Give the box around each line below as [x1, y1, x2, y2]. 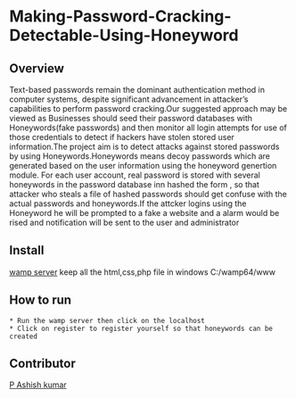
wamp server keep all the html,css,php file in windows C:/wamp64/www [9, 266, 276, 278]
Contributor [9, 356, 76, 371]
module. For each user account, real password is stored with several [9, 170, 260, 180]
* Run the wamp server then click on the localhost [9, 316, 205, 325]
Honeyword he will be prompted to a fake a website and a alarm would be [9, 208, 280, 218]
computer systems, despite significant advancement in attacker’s [9, 94, 249, 104]
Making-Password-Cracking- [9, 6, 232, 27]
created [9, 332, 38, 341]
